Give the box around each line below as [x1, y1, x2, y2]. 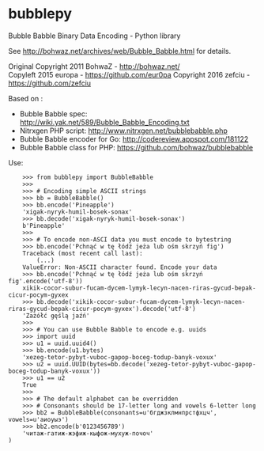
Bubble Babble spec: [19, 108, 88, 119]
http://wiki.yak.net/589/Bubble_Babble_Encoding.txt [19, 117, 190, 127]
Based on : [8, 93, 43, 103]
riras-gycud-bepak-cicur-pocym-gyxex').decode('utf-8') [8, 305, 196, 313]
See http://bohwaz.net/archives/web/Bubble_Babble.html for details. [8, 46, 232, 55]
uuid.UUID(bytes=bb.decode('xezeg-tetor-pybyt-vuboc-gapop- [54, 360, 257, 368]
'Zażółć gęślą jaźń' [22, 312, 90, 320]
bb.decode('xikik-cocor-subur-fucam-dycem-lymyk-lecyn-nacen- [36, 298, 246, 305]
